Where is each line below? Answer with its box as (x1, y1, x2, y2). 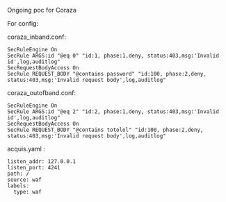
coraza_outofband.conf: (7, 89, 76, 96)
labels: (7, 183, 30, 190)
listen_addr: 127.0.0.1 (7, 158, 76, 165)
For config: (7, 19, 39, 27)
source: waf (7, 176, 42, 183)
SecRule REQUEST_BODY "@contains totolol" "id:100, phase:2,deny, (7, 126, 204, 133)
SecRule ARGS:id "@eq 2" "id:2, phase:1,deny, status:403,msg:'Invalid (7, 108, 219, 115)
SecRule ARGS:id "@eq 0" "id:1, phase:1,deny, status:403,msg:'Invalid (7, 52, 219, 59)
